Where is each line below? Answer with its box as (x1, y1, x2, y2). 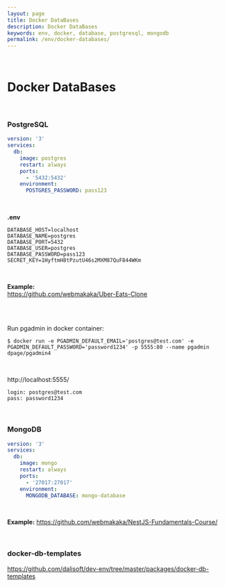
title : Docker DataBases (7, 17, 79, 24)
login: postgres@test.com (7, 389, 82, 396)
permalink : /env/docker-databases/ (7, 36, 110, 43)
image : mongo (19, 460, 58, 467)
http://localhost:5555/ (7, 376, 69, 384)
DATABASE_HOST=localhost (7, 226, 79, 233)
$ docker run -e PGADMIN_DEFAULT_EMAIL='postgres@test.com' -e (7, 338, 194, 345)
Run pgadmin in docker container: (7, 324, 104, 333)
